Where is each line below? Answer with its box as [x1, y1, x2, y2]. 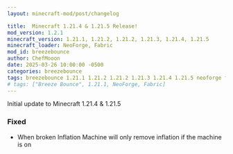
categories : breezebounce [7, 67, 82, 75]
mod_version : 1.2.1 [7, 29, 64, 36]
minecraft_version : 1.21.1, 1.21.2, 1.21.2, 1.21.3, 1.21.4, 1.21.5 [7, 35, 209, 42]
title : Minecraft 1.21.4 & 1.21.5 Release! [7, 22, 138, 30]
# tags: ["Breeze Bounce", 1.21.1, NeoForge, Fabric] [7, 80, 166, 87]
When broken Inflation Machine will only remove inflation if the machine [17, 132, 222, 141]
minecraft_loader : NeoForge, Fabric [7, 42, 113, 49]
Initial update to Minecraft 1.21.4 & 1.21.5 [7, 100, 121, 108]
